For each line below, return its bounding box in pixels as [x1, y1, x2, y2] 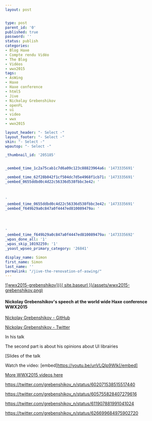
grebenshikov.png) [5, 288, 43, 293]
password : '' [5, 34, 32, 39]
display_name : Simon [5, 255, 48, 260]
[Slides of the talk [5, 353, 41, 359]
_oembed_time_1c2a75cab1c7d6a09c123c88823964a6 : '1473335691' [5, 166, 135, 171]
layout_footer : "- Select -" [5, 134, 65, 139]
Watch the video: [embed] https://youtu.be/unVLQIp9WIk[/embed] [5, 362, 138, 368]
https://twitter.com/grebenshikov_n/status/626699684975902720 [5, 410, 139, 416]
